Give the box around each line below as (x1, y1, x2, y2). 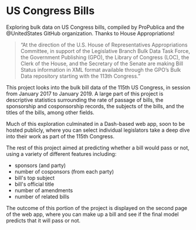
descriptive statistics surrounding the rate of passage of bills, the (6, 96, 164, 104)
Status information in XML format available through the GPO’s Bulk (20, 66, 181, 73)
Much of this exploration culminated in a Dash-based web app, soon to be (6, 120, 185, 127)
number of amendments (14, 186, 73, 194)
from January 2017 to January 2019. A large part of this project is (6, 90, 164, 97)
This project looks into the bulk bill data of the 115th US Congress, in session (6, 84, 191, 91)
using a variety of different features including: (6, 150, 117, 157)
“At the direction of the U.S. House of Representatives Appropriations (20, 41, 188, 48)
